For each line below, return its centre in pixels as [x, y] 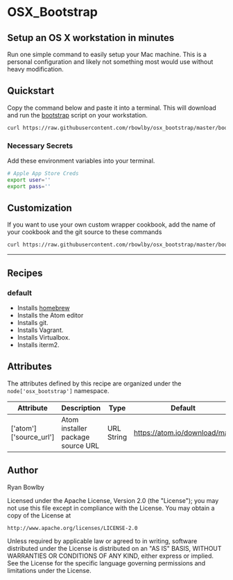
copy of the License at [39, 515]
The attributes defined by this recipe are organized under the [94, 383]
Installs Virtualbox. [44, 337]
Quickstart [31, 91]
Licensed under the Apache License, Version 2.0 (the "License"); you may [113, 500]
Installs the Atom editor [50, 315]
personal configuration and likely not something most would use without [110, 62]
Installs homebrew [43, 308]
